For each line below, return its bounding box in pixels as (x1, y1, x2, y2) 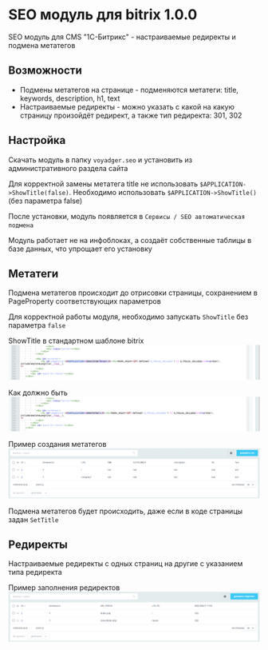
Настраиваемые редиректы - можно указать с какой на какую (19, 102, 235, 111)
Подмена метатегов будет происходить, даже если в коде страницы (8, 506, 243, 516)
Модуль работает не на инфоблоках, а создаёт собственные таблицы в (8, 235, 252, 245)
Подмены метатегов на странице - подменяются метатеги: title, (19, 85, 239, 94)
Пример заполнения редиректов (8, 583, 120, 592)
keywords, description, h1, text (19, 94, 120, 103)
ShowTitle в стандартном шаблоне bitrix (8, 336, 144, 345)
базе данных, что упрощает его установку (8, 244, 153, 253)
